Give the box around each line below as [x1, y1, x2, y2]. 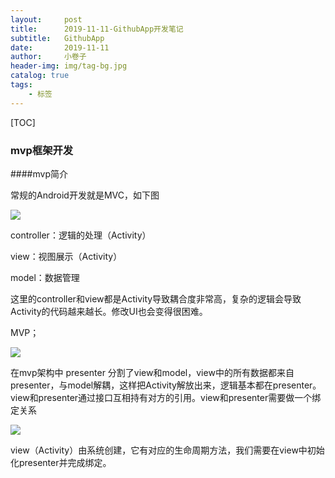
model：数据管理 [10, 271, 80, 283]
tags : [10, 80, 33, 90]
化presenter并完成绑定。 [10, 456, 112, 468]
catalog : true [10, 71, 70, 81]
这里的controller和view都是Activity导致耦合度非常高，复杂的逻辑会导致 [10, 292, 302, 305]
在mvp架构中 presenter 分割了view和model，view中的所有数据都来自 [10, 366, 295, 378]
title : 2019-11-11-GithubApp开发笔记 [10, 24, 184, 34]
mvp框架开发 [10, 143, 74, 157]
